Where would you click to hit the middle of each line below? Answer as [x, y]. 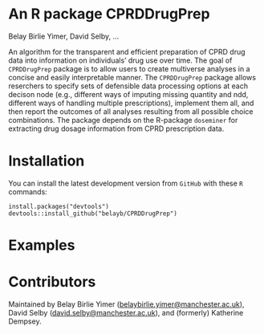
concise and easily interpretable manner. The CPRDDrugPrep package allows [132, 77]
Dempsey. [25, 321]
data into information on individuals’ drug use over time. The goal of [120, 60]
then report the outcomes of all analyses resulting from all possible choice [131, 111]
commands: [28, 191]
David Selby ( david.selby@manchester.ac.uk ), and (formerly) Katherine [126, 313]
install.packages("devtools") [59, 206]
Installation [47, 161]
